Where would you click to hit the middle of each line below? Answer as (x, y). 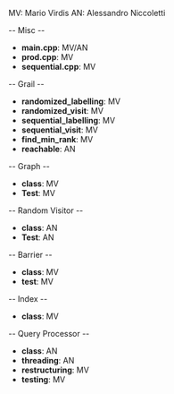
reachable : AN (48, 149)
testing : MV (43, 379)
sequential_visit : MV (60, 130)
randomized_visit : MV (62, 111)
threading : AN (48, 360)
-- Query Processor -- (49, 334)
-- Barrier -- (30, 255)
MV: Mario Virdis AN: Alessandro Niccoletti (87, 13)
